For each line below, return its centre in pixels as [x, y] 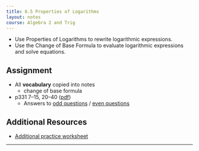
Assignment [29, 70]
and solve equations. [40, 52]
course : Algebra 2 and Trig [41, 22]
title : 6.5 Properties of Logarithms [53, 12]
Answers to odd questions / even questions [76, 103]
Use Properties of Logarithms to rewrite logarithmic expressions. [94, 40]
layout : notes [24, 17]
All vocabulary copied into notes [55, 85]
